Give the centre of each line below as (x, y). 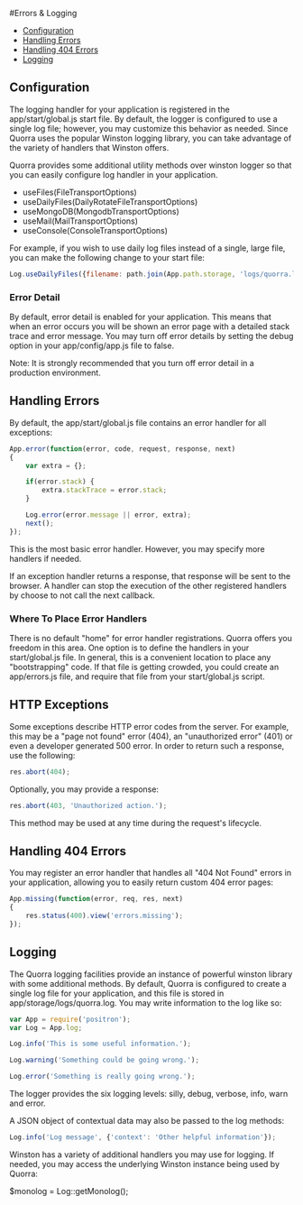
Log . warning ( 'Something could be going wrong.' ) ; (105, 1060)
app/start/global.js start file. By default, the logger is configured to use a (143, 119)
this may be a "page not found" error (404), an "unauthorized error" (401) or (151, 736)
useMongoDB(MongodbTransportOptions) (101, 211)
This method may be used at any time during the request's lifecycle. (136, 823)
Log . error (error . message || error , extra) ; (109, 515)
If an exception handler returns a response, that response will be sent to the (150, 575)
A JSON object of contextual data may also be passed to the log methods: (147, 1121)
